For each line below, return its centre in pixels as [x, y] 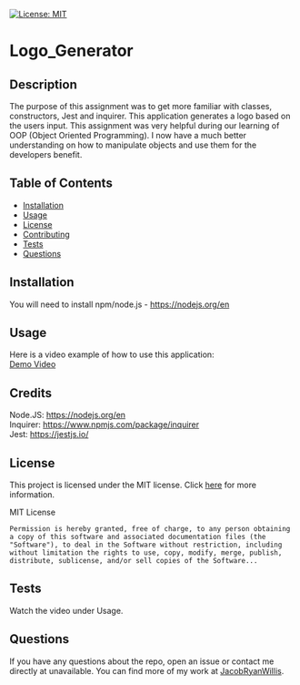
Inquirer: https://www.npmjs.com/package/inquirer [105, 424]
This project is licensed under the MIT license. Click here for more [133, 485]
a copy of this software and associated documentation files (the [138, 537]
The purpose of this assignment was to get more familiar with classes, [141, 106]
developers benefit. [46, 154]
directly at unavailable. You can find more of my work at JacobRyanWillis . [147, 670]
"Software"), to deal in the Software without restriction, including [146, 545]
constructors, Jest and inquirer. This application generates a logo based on [150, 116]
